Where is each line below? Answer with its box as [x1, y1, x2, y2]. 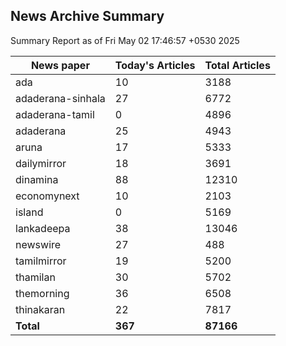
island [15, 205, 44, 219]
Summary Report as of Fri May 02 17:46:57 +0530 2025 [10, 34, 240, 46]
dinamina [15, 172, 59, 186]
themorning [15, 286, 70, 300]
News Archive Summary [10, 8, 165, 25]
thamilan [15, 270, 56, 284]
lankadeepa [15, 221, 71, 235]
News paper [30, 58, 90, 72]
